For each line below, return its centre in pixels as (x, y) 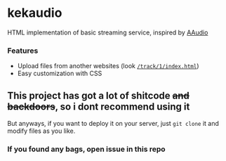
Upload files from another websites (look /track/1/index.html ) (108, 66)
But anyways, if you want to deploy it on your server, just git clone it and (113, 124)
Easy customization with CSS (60, 73)
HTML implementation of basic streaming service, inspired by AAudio (108, 32)
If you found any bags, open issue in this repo (87, 149)
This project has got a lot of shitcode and (98, 95)
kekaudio (35, 13)
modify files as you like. (41, 131)
